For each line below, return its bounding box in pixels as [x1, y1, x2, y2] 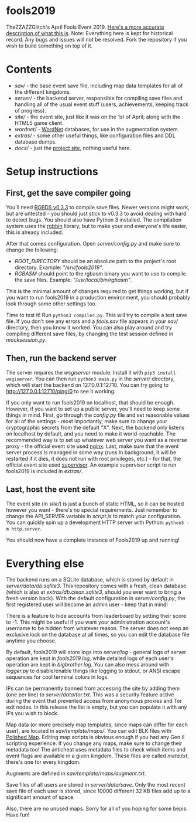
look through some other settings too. [6, 300, 97, 307]
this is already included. [6, 229, 63, 236]
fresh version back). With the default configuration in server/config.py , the [6, 595, 185, 602]
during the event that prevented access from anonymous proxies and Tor [6, 698, 183, 705]
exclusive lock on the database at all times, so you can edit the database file [6, 631, 190, 638]
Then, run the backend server [6, 353, 117, 363]
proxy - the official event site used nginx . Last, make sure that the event [6, 443, 179, 450]
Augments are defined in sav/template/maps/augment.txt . [6, 770, 146, 777]
